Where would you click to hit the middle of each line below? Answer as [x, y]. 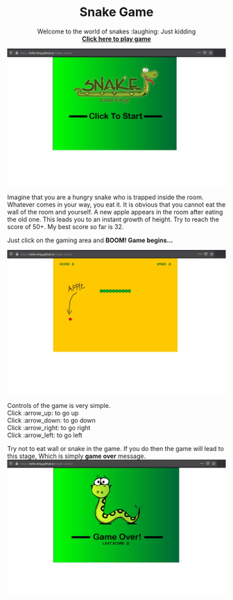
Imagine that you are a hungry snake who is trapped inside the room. [105, 197]
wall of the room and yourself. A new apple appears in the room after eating [115, 212]
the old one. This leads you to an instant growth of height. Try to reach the [113, 219]
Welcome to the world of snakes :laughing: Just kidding [116, 31]
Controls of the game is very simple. [59, 406]
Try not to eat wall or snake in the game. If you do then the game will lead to [115, 449]
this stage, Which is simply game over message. [77, 456]
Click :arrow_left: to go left [45, 435]
